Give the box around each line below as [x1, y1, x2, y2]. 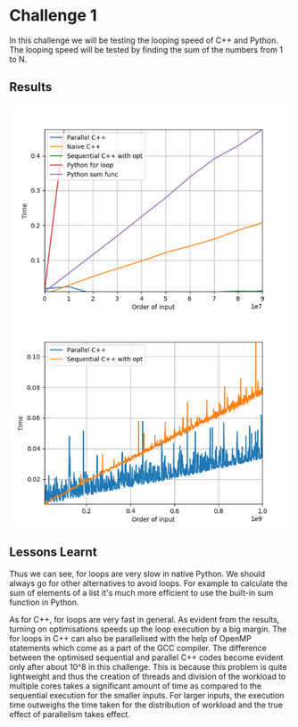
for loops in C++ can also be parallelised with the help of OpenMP [9, 632, 252, 643]
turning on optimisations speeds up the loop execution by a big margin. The [9, 624, 287, 634]
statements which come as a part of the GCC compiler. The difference [9, 642, 268, 653]
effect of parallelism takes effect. [9, 708, 131, 719]
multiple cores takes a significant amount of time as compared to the [9, 680, 261, 691]
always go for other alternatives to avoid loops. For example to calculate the [9, 577, 288, 589]
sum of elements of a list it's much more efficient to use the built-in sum [9, 587, 274, 598]
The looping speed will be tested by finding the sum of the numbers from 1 [9, 44, 284, 54]
